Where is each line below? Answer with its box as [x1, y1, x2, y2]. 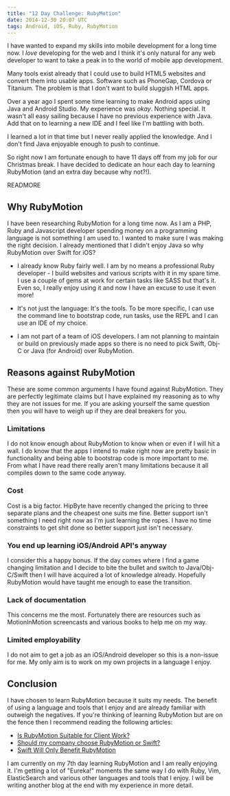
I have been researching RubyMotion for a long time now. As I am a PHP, [7, 219, 212, 227]
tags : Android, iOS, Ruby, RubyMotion [7, 23, 118, 30]
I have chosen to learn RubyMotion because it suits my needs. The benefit [7, 696, 218, 705]
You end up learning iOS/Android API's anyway [7, 541, 167, 550]
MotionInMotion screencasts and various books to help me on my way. [7, 618, 207, 626]
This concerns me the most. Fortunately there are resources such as [7, 611, 201, 619]
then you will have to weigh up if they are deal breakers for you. [7, 407, 187, 415]
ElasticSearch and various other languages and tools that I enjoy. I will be [7, 774, 214, 782]
